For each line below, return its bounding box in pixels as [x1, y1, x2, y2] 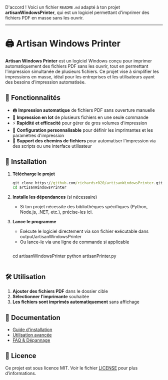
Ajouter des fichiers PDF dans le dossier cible [12, 288, 108, 294]
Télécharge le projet [12, 171, 55, 177]
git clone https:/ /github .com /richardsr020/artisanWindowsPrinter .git [12, 180, 163, 185]
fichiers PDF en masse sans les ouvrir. [5, 15, 84, 20]
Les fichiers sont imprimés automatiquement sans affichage [12, 299, 140, 305]
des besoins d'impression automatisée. [5, 79, 86, 85]
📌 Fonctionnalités [5, 93, 61, 102]
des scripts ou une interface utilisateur [12, 143, 92, 149]
